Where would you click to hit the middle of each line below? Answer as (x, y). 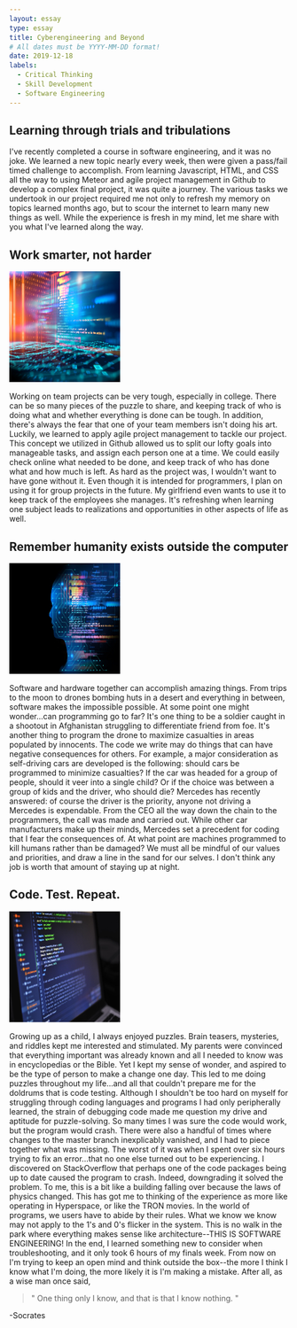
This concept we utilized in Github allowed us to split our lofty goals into (141, 444)
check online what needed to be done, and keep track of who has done (140, 462)
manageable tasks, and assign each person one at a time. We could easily (145, 453)
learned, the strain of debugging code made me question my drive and (138, 1111)
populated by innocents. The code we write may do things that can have (141, 745)
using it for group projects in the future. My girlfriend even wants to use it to (148, 491)
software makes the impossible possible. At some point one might (129, 707)
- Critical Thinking (55, 75)
